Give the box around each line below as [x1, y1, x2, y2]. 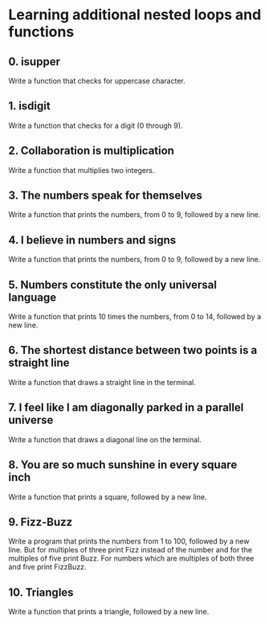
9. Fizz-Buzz [8, 515, 73, 528]
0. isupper [8, 55, 60, 68]
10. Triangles [8, 585, 74, 599]
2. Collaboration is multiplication [8, 144, 175, 158]
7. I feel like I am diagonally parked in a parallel [8, 400, 244, 415]
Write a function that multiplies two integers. [8, 165, 155, 174]
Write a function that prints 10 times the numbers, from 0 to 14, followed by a [8, 312, 262, 322]
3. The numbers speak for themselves [8, 189, 202, 203]
